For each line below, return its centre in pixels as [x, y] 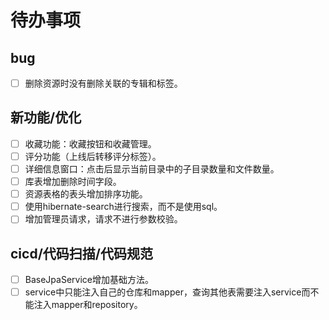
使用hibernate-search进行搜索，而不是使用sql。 [123, 207]
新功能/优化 [46, 117]
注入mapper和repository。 [88, 305]
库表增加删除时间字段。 [73, 182]
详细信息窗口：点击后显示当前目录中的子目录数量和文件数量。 [152, 169]
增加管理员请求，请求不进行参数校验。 [103, 219]
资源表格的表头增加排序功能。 [86, 194]
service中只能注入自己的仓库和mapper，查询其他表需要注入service [163, 292]
